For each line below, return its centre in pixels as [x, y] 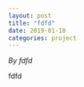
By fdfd [20, 61]
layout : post [30, 16]
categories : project [43, 38]
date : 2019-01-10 [37, 30]
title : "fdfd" [32, 23]
